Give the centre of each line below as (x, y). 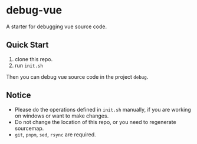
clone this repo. (34, 59)
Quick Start (27, 45)
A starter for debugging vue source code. (57, 26)
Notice (19, 96)
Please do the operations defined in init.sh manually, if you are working (103, 109)
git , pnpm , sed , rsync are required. (55, 134)
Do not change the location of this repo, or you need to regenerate (95, 122)
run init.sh (29, 65)
